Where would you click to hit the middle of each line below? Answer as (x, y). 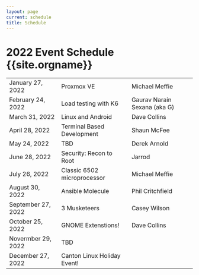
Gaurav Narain (151, 100)
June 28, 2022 (30, 157)
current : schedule (29, 17)
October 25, (26, 222)
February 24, (27, 100)
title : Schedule (26, 23)
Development (80, 134)
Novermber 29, (31, 239)
